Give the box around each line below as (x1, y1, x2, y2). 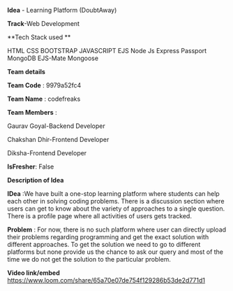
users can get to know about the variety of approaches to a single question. (7, 204, 225, 213)
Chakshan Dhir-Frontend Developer (7, 136, 110, 143)
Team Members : (7, 108, 57, 116)
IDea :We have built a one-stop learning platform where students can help (7, 190, 220, 198)
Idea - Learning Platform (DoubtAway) (7, 6, 117, 14)
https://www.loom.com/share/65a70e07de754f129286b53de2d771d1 (7, 276, 206, 284)
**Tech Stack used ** (7, 33, 71, 41)
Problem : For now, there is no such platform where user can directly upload (7, 225, 227, 234)
